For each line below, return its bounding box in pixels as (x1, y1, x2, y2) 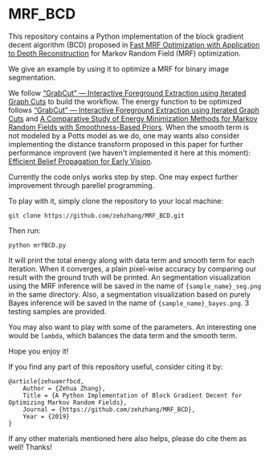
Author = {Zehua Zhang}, (22, 384, 106, 392)
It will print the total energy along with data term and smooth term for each (8, 255, 255, 265)
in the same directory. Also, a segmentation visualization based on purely (8, 289, 251, 299)
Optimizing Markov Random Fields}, (8, 399, 128, 407)
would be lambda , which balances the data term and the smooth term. (8, 330, 238, 340)
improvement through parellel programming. (8, 180, 155, 190)
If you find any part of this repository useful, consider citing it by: (8, 362, 223, 371)
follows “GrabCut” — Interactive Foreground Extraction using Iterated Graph (8, 105, 259, 115)
